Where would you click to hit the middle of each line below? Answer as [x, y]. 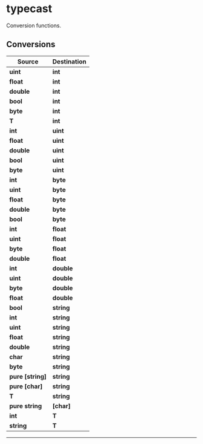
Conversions [31, 44]
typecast [29, 9]
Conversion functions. [34, 25]
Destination [69, 61]
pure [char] [26, 386]
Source [28, 61]
